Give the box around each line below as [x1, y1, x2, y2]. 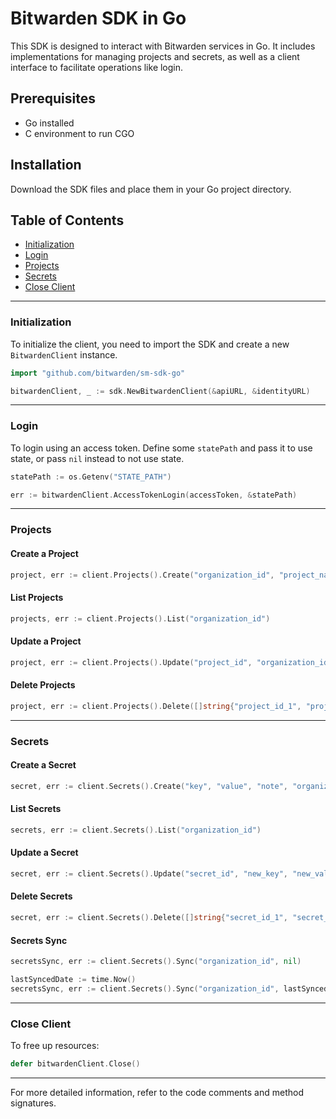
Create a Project [10, 547, 79, 559]
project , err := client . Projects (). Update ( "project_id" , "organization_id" [10, 657, 333, 667]
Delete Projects [10, 679, 76, 691]
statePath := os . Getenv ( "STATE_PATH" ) [10, 472, 172, 482]
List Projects [10, 592, 64, 604]
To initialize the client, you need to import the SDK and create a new [10, 338, 290, 350]
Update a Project [10, 635, 82, 647]
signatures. [10, 1097, 57, 1109]
